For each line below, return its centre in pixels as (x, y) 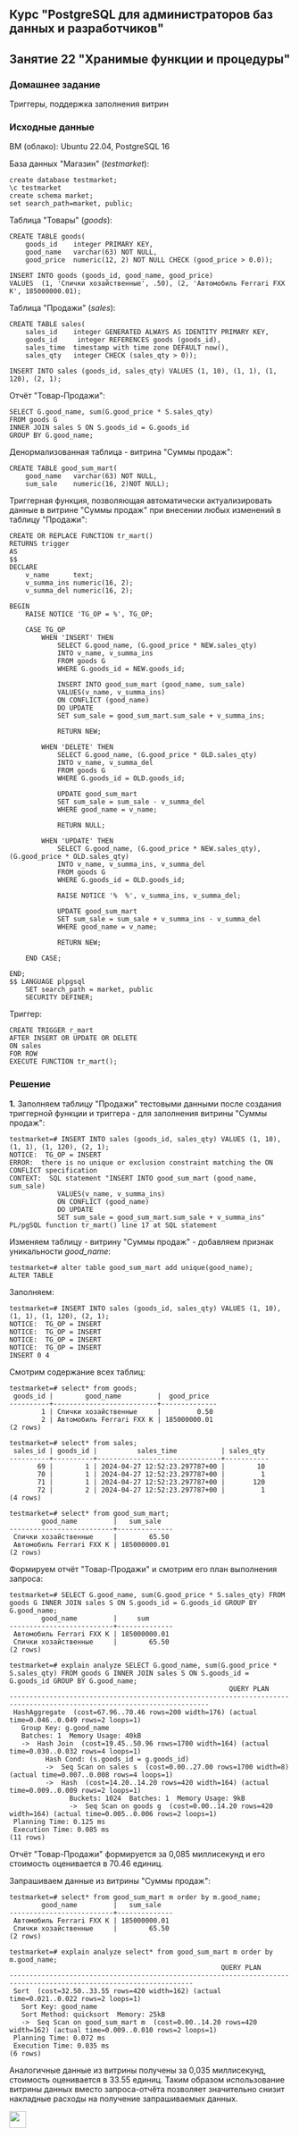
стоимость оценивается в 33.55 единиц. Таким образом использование (147, 2079)
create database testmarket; (63, 181)
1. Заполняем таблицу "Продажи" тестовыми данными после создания (145, 1104)
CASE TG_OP (46, 630)
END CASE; (44, 959)
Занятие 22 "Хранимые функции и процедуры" (150, 59)
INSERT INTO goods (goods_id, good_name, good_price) (112, 276)
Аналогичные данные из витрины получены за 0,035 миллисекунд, (138, 2070)
